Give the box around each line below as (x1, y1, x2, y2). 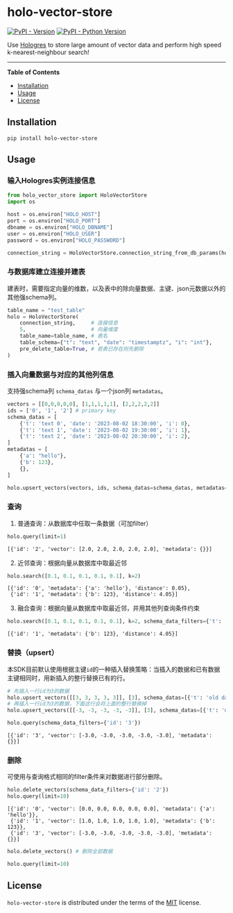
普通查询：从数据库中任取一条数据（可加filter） (17, 519, 153, 527)
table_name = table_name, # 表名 (19, 333, 108, 340)
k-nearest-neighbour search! (7, 48, 90, 56)
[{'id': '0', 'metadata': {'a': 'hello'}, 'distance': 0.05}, (7, 585, 191, 592)
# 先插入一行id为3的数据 (7, 687, 69, 695)
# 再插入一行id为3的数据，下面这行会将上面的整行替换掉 (7, 700, 147, 707)
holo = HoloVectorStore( (7, 313, 79, 320)
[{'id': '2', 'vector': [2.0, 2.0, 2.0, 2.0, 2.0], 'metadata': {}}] (7, 545, 213, 552)
